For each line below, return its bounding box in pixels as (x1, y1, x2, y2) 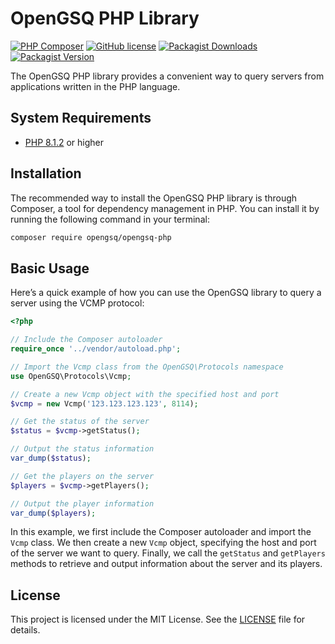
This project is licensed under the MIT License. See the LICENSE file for (10, 613, 306, 626)
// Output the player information (10, 498, 155, 509)
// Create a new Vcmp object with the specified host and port (10, 389, 280, 399)
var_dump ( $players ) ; (10, 508, 97, 518)
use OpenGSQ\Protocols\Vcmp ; (10, 371, 132, 381)
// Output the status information (10, 444, 155, 454)
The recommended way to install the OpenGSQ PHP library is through (10, 192, 298, 204)
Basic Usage (10, 260, 90, 277)
